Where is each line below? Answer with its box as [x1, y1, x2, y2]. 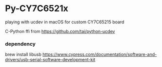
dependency [5, 40, 36, 47]
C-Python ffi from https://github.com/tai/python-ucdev [5, 28, 115, 34]
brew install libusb [5, 51, 41, 57]
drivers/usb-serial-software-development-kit [5, 57, 96, 63]
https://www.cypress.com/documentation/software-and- [42, 51, 157, 57]
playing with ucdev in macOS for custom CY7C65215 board [5, 19, 124, 25]
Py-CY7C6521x [5, 3, 68, 14]
